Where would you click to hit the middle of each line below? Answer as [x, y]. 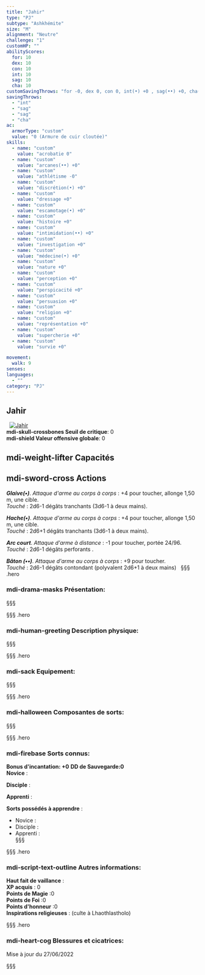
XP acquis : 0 [23, 887]
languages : [20, 375]
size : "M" [19, 29]
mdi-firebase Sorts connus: [48, 753]
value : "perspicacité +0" [50, 290]
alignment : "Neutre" [33, 35]
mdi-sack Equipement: [41, 672]
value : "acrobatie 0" [45, 154]
